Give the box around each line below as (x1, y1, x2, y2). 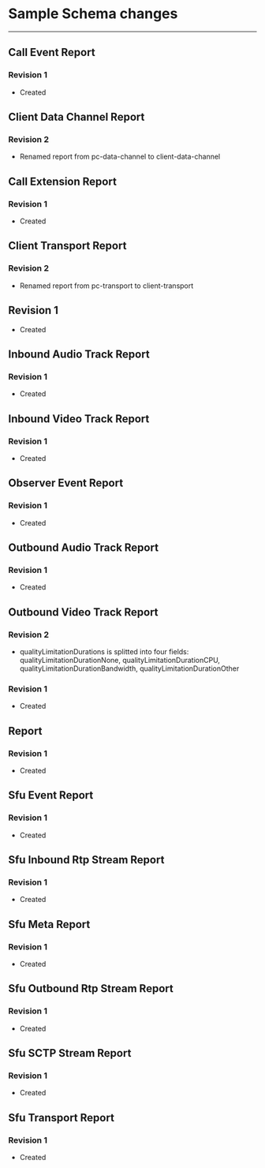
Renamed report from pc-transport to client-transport (19, 281, 194, 290)
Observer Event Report (8, 477, 124, 490)
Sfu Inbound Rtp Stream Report (8, 853, 165, 867)
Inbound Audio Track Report (8, 347, 150, 361)
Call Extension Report (8, 174, 117, 188)
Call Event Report (8, 46, 96, 59)
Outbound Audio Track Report (8, 541, 159, 554)
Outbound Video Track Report (8, 605, 159, 619)
